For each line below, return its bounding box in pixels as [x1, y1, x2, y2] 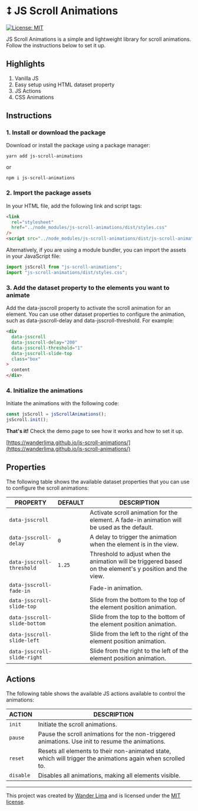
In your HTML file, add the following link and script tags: [6, 202, 143, 209]
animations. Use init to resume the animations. [38, 737, 166, 745]
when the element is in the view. [90, 540, 179, 548]
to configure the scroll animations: [6, 484, 90, 492]
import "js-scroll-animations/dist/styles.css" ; [6, 269, 128, 276]
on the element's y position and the [90, 564, 187, 573]
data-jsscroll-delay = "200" [11, 339, 78, 345]
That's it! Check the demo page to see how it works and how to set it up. [6, 428, 184, 435]
